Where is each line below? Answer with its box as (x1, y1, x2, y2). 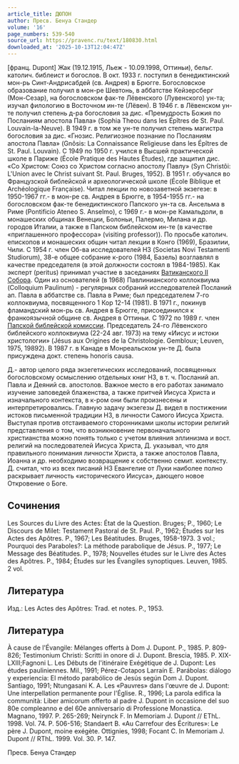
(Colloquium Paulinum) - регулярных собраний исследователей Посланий (7, 283, 232, 291)
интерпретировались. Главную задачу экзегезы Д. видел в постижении (7, 403, 228, 411)
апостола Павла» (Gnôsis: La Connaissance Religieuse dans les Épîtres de (7, 139, 228, 147)
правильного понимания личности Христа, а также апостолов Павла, (7, 449, 220, 457)
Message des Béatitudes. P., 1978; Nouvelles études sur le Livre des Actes (7, 549, 227, 558)
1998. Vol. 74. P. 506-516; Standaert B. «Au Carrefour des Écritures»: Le (7, 719, 219, 728)
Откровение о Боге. (7, 479, 68, 488)
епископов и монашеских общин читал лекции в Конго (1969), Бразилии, (7, 238, 230, 246)
